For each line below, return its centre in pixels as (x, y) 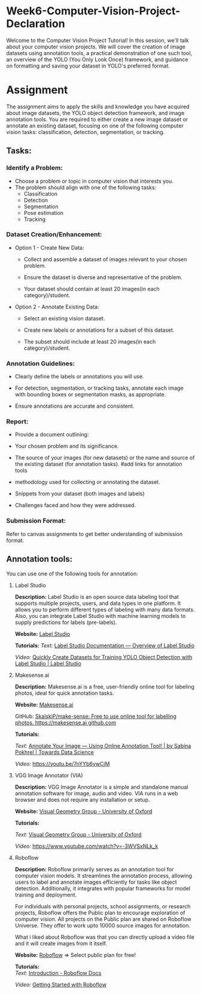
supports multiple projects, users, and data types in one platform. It (98, 603)
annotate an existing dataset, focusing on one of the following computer (95, 125)
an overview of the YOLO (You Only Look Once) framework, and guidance (97, 59)
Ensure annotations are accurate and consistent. (74, 406)
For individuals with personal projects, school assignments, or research (103, 906)
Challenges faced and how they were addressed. (75, 505)
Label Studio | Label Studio (48, 663)
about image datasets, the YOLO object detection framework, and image (95, 113)
